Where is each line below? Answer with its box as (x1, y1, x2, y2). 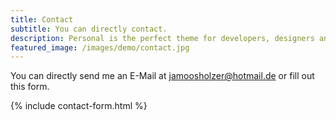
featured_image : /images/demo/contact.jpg (10, 42, 190, 53)
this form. (10, 81, 50, 93)
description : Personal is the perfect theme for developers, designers (10, 33, 315, 43)
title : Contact (10, 14, 74, 25)
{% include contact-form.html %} (10, 100, 148, 112)
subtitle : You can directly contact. (10, 24, 168, 34)
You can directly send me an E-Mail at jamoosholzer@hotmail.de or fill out (10, 70, 315, 82)
